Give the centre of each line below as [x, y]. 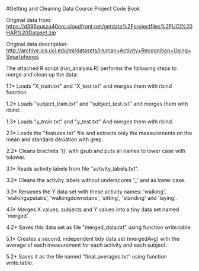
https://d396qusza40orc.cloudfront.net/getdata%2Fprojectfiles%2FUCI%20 [99, 26]
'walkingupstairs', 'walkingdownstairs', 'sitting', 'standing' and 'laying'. [92, 198]
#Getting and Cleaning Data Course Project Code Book [73, 9]
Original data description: [37, 44]
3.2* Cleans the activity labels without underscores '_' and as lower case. [96, 180]
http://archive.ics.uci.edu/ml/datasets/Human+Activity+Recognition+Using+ [99, 50]
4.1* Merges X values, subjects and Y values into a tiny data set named [93, 209]
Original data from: [29, 20]
